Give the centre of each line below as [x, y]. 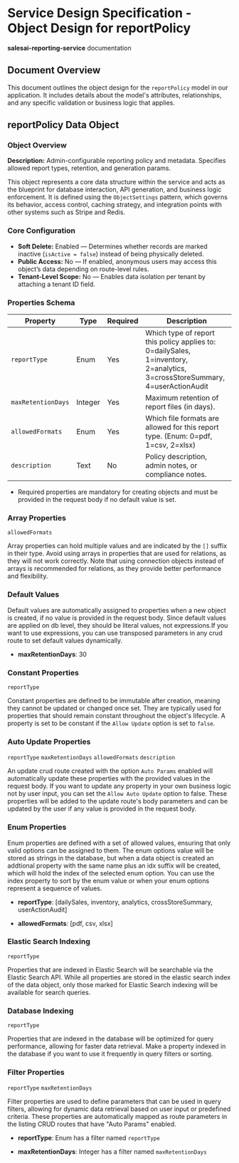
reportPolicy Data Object [63, 125]
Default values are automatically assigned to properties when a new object [117, 610]
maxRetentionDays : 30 [52, 654]
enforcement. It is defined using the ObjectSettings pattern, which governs [117, 197]
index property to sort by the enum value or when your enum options [108, 880]
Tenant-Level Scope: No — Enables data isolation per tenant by [112, 276]
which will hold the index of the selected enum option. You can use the [111, 873]
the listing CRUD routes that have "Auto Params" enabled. [92, 1124]
